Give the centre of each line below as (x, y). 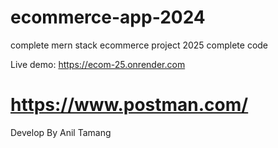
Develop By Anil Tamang (61, 132)
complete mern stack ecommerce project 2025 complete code (139, 45)
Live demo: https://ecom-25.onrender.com (98, 64)
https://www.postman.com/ (129, 105)
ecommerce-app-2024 (108, 17)
